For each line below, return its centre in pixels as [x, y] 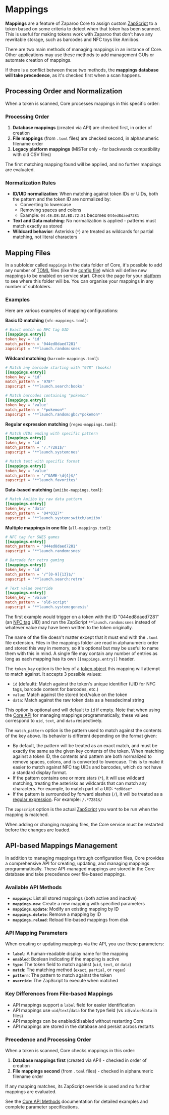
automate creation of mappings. [38, 60]
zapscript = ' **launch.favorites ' [42, 480]
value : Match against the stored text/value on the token [70, 695]
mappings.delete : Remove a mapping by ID [57, 914]
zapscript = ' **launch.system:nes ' [43, 452]
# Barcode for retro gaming [35, 560]
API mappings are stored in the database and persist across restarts [83, 1026]
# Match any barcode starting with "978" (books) [59, 368]
